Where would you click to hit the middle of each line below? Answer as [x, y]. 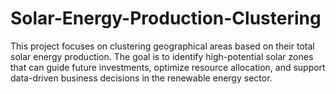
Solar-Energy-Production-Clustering [166, 18]
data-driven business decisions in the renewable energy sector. [141, 78]
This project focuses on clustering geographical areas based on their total [162, 46]
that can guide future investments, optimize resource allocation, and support [168, 67]
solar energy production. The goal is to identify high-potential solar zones [162, 56]
